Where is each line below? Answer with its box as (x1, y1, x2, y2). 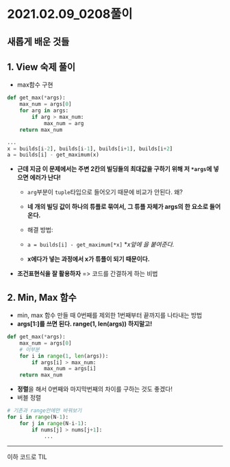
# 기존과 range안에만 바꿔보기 (7, 407, 82, 414)
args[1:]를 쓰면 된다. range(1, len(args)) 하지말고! (16, 320, 153, 328)
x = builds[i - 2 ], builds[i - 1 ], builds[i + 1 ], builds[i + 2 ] (7, 145, 173, 152)
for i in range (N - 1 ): (7, 413, 69, 421)
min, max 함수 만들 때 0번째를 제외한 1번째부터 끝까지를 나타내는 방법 (16, 311, 203, 319)
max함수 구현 (16, 80, 53, 89)
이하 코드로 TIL (7, 453, 47, 461)
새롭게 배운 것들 (7, 36, 70, 47)
